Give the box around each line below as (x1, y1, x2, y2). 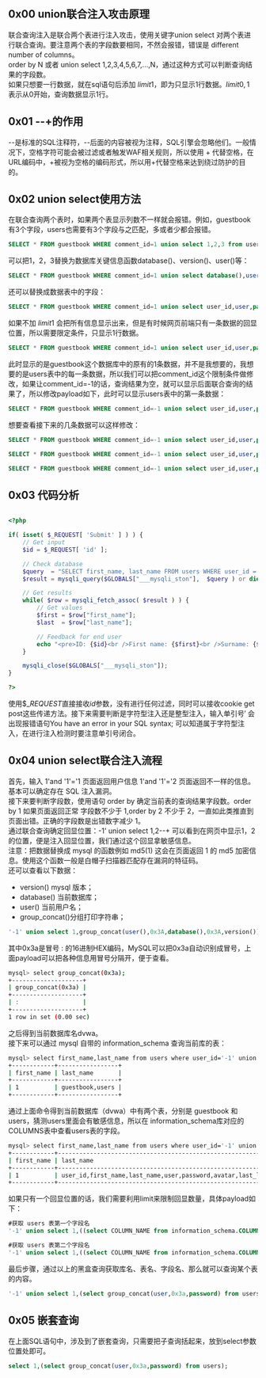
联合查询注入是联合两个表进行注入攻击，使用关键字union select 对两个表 (8, 30, 245, 40)
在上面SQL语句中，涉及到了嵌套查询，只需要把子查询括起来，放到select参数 (8, 1336, 257, 1346)
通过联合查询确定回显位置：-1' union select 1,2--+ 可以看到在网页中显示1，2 (8, 826, 256, 836)
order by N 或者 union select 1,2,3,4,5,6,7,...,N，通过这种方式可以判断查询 (8, 59, 246, 69)
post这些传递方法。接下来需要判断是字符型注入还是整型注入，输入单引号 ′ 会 (8, 709, 255, 718)
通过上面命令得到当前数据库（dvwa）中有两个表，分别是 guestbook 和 (8, 1106, 238, 1116)
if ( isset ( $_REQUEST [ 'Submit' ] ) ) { (8, 531, 144, 539)
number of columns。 (8, 50, 79, 59)
